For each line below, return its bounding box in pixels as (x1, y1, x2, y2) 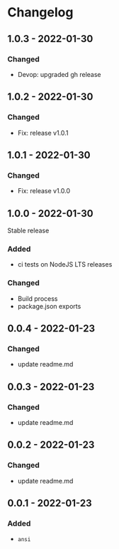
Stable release (7, 226, 50, 235)
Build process (17, 294, 58, 303)
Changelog (7, 4, 74, 21)
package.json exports (17, 302, 81, 310)
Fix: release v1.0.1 (17, 128, 69, 137)
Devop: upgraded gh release (17, 70, 101, 78)
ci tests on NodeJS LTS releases (17, 260, 113, 269)
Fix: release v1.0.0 (17, 187, 71, 195)
